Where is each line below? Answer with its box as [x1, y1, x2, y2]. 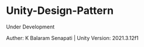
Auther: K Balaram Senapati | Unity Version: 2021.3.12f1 [6, 34, 139, 41]
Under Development [6, 23, 55, 30]
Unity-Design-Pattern [6, 4, 114, 17]
